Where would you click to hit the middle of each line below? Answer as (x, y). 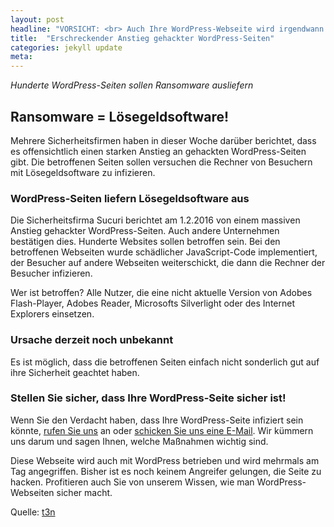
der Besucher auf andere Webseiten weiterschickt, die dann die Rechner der (168, 263)
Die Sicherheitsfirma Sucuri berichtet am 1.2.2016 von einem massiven (155, 220)
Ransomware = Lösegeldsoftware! (120, 116)
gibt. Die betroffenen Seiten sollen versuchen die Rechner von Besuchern (161, 162)
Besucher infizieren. (51, 273)
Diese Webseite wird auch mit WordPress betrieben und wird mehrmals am (165, 460)
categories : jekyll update (66, 47)
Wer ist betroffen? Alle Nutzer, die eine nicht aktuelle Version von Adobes (161, 293)
